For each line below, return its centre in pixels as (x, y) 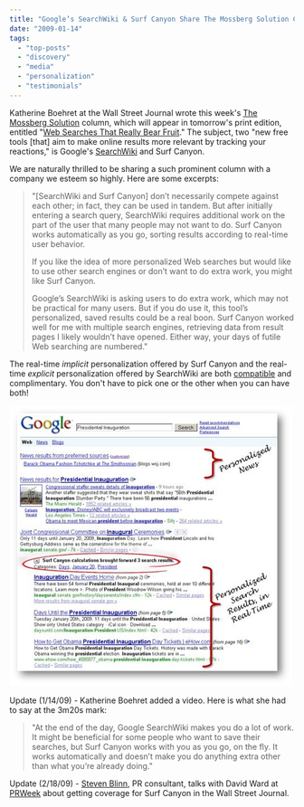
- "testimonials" (50, 86)
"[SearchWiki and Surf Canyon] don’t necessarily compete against (155, 195)
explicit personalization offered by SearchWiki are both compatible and (160, 373)
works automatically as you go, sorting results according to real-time (160, 234)
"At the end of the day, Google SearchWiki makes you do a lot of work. (162, 727)
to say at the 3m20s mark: (58, 709)
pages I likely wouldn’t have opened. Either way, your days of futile (156, 337)
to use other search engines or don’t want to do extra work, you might (162, 271)
